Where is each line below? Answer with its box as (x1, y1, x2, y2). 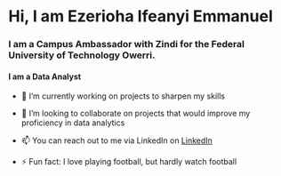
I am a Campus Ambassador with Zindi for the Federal (8, 38, 245, 51)
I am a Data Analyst (8, 71, 82, 82)
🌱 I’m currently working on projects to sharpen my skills (20, 91, 226, 101)
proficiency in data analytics (20, 117, 125, 128)
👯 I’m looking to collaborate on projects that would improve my (20, 108, 251, 119)
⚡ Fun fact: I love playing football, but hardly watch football (20, 156, 237, 167)
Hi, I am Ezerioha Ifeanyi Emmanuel (8, 6, 273, 27)
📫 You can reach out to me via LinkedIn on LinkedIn (20, 135, 213, 146)
